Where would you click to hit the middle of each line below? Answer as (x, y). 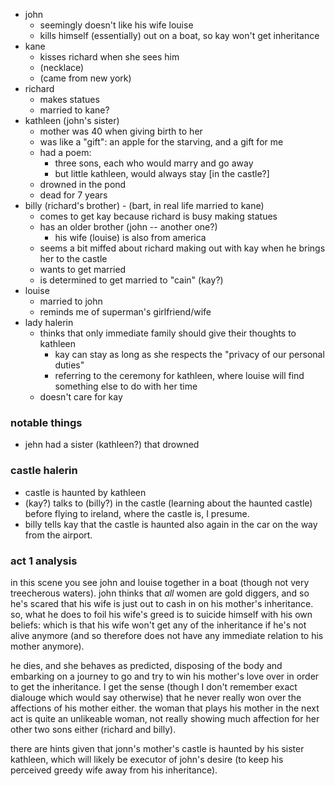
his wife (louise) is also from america (130, 237)
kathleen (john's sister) (72, 120)
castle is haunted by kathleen (85, 492)
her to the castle (73, 258)
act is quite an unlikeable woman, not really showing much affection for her (165, 718)
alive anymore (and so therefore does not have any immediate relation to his (167, 635)
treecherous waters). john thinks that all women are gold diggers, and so (160, 593)
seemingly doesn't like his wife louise (116, 25)
